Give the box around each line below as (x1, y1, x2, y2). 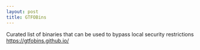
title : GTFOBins (6, 14, 47, 20)
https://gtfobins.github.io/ (6, 37, 69, 44)
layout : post (6, 8, 39, 15)
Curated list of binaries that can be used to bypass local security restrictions (6, 30, 194, 37)
